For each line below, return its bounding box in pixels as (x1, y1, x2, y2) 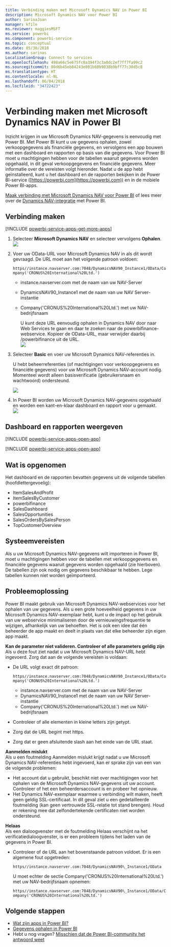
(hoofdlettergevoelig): (5, 480, 51, 486)
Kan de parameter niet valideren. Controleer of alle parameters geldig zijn (5, 643, 165, 649)
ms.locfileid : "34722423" (5, 83, 60, 88)
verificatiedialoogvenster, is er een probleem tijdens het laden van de (5, 834, 151, 840)
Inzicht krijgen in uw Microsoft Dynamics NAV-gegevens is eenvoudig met (5, 133, 161, 140)
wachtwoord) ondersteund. (12, 378, 70, 384)
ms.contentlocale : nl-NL (5, 74, 58, 79)
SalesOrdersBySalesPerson (12, 517, 70, 523)
